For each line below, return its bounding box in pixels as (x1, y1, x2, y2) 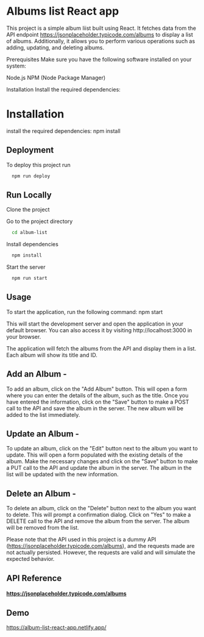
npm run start (12, 276, 47, 282)
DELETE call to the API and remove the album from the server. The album (6, 518, 190, 525)
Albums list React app (6, 4, 119, 18)
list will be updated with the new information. (6, 471, 119, 478)
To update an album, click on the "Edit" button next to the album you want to (6, 445, 198, 452)
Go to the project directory (6, 218, 73, 225)
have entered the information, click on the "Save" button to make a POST (6, 398, 189, 405)
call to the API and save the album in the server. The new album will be (6, 404, 184, 412)
